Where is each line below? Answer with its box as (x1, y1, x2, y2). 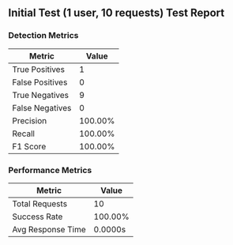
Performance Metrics (8, 164, 92, 175)
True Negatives (12, 89, 70, 100)
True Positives (12, 63, 66, 74)
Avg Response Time (12, 224, 87, 235)
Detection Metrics (8, 30, 79, 41)
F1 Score (12, 141, 47, 152)
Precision (12, 115, 47, 126)
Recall (12, 128, 36, 139)
